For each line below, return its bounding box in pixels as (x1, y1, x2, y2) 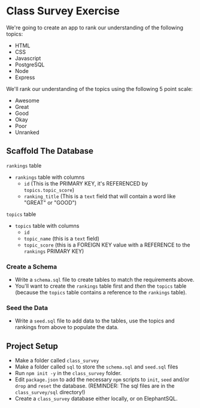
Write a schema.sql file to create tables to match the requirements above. (14, 276, 195, 284)
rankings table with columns (14, 173, 85, 181)
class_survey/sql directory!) (14, 389, 86, 396)
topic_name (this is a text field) (23, 235, 100, 242)
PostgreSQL (14, 61, 45, 68)
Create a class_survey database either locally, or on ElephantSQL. (14, 395, 178, 402)
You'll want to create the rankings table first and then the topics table (14, 282, 187, 290)
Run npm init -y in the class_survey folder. (14, 370, 122, 377)
